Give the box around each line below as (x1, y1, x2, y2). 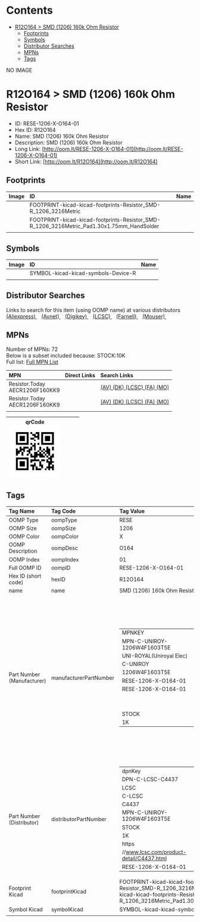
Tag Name (8, 508, 35, 515)
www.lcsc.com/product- (126, 849, 187, 856)
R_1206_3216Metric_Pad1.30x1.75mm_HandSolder (29, 222, 160, 230)
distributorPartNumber (51, 816, 107, 823)
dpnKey (121, 767, 141, 775)
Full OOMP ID (8, 564, 42, 571)
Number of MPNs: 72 (6, 346, 58, 353)
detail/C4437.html (121, 855, 167, 862)
